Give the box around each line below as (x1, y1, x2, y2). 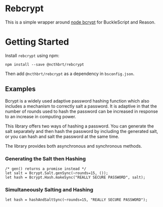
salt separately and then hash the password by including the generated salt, (5, 128, 158, 134)
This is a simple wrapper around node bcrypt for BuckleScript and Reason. (5, 19, 156, 25)
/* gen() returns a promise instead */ (5, 166, 87, 171)
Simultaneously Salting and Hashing (5, 186, 93, 193)
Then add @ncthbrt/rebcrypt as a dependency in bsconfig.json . (5, 71, 135, 77)
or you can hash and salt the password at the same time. (5, 133, 119, 139)
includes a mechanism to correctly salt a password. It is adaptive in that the (5, 103, 157, 109)
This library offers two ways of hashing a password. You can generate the (5, 123, 154, 129)
